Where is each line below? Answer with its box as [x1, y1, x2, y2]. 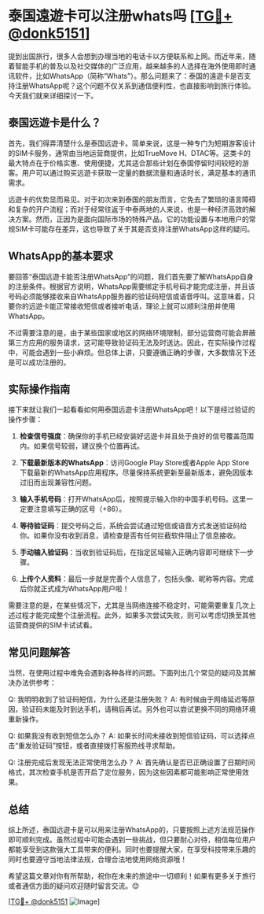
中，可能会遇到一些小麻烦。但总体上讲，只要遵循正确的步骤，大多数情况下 [8, 347, 249, 357]
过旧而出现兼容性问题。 [19, 478, 96, 487]
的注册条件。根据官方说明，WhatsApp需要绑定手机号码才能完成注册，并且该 [8, 281, 255, 291]
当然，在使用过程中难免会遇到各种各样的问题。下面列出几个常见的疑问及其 [8, 668, 249, 678]
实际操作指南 [8, 383, 71, 396]
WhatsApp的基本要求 [8, 250, 114, 263]
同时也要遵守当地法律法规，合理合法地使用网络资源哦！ [8, 855, 187, 864]
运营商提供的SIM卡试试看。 [8, 620, 97, 630]
